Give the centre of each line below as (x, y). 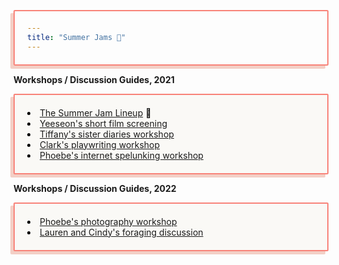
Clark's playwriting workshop (100, 144)
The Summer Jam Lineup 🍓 (95, 112)
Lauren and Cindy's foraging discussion (121, 232)
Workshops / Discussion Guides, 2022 (95, 188)
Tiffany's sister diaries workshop (107, 134)
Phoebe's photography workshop (108, 221)
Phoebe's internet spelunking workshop (121, 155)
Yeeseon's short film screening (103, 123)
